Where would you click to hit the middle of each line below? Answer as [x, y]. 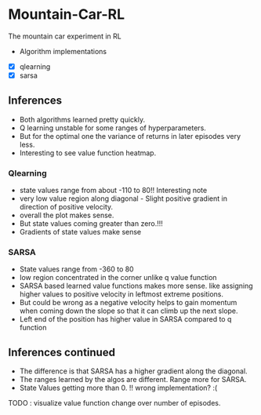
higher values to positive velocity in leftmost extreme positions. [121, 294]
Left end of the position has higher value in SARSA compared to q [125, 319]
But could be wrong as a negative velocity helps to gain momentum [128, 303]
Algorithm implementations [63, 51]
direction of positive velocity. [66, 207]
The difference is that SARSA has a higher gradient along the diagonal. [134, 371]
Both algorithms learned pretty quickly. [82, 119]
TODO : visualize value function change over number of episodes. [114, 403]
